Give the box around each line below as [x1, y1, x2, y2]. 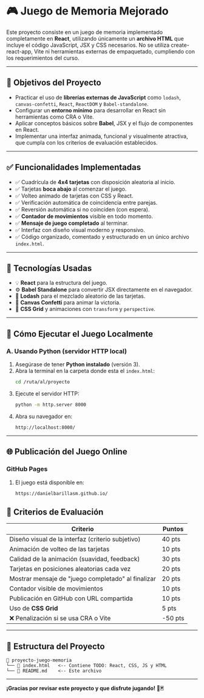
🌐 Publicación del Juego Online [6, 447, 127, 457]
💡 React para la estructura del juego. [15, 279, 107, 287]
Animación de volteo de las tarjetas [9, 545, 110, 553]
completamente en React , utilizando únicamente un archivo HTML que [6, 35, 184, 42]
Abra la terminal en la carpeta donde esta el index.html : [15, 368, 155, 375]
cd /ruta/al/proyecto [15, 379, 70, 385]
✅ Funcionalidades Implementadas [6, 162, 141, 173]
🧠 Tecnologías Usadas [6, 263, 92, 273]
